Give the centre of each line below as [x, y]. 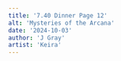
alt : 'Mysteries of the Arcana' [61, 23]
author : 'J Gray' [37, 38]
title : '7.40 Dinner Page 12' [58, 15]
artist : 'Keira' [35, 45]
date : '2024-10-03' [40, 30]
